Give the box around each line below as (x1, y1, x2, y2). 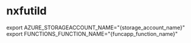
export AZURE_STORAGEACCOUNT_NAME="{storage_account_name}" (6, 24, 186, 31)
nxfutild (6, 4, 47, 18)
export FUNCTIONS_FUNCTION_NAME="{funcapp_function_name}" (6, 30, 178, 37)
